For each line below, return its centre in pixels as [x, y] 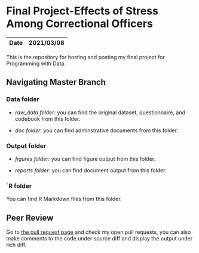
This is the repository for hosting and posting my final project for [86, 57]
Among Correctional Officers [80, 24]
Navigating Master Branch [56, 82]
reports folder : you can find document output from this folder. [91, 170]
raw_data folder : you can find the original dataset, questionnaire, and [100, 112]
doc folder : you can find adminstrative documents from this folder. [96, 130]
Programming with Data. [36, 63]
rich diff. [16, 245]
